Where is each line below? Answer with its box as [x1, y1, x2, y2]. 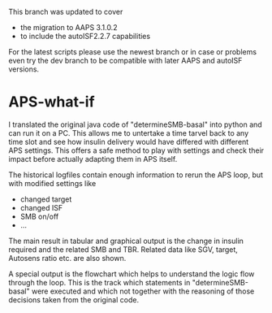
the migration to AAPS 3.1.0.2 [19, 23, 118, 32]
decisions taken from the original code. [8, 294, 140, 304]
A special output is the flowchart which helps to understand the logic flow [8, 268, 255, 279]
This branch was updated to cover [8, 7, 123, 16]
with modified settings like [8, 178, 97, 188]
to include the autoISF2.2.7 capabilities [19, 32, 151, 41]
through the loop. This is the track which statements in [8, 277, 191, 287]
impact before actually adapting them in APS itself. [8, 154, 178, 163]
